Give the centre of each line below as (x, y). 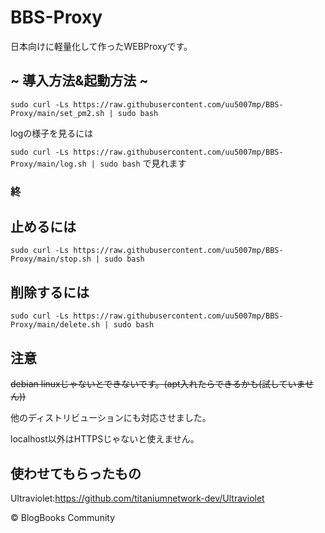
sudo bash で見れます (143, 163)
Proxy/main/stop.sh (51, 259)
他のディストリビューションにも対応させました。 (111, 418)
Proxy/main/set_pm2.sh (57, 113)
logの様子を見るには (52, 133)
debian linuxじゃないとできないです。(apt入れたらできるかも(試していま (158, 384)
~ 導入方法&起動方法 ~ (79, 81)
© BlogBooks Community (63, 517)
